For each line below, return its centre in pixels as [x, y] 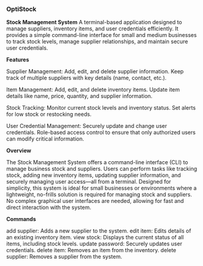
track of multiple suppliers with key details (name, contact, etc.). [86, 78]
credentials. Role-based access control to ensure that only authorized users [101, 133]
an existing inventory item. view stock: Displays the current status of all [95, 238]
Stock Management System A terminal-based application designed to [94, 22]
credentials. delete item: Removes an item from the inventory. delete [92, 250]
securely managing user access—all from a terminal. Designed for [89, 182]
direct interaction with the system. [49, 207]
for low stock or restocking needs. [49, 115]
